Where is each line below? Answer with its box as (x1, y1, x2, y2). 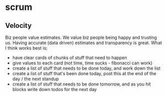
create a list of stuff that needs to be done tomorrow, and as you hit (12, 81, 151, 87)
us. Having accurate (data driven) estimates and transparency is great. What (5, 40, 162, 46)
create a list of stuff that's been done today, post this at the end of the (12, 71, 157, 76)
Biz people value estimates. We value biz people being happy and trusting (5, 34, 157, 40)
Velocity (5, 21, 32, 30)
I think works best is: (5, 45, 48, 51)
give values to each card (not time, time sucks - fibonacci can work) (12, 60, 153, 66)
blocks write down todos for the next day (12, 87, 97, 92)
